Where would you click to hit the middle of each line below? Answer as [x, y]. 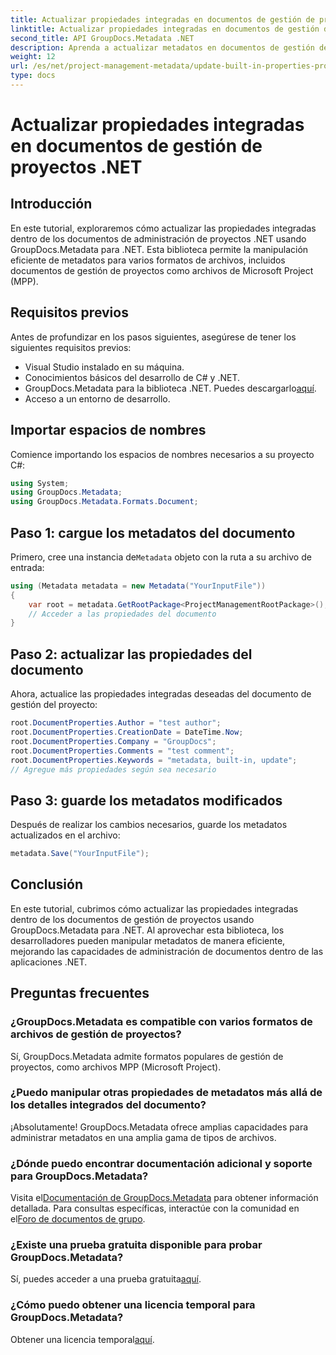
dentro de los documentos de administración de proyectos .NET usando [158, 238]
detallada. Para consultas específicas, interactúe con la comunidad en [155, 1208]
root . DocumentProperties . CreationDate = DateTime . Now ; [127, 732]
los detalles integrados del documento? [108, 1105]
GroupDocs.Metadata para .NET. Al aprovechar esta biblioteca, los [147, 930]
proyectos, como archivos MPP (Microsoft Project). [116, 1067]
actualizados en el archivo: [65, 835]
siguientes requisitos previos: [71, 347]
